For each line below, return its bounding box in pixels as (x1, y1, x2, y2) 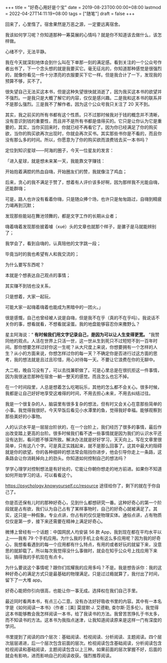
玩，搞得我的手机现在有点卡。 (5, 554, 66, 560)
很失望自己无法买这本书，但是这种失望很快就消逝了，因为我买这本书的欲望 (5, 89, 158, 94)
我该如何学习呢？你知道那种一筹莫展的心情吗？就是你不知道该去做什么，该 (5, 32, 158, 37)
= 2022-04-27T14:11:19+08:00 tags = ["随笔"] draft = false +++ (5, 10, 135, 16)
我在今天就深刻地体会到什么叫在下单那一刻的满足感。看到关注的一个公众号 (5, 59, 158, 65)
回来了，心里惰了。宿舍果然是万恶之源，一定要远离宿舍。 (5, 21, 123, 27)
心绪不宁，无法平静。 (5, 49, 49, 54)
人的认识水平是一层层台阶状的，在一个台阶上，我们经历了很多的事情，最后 (5, 424, 158, 430)
